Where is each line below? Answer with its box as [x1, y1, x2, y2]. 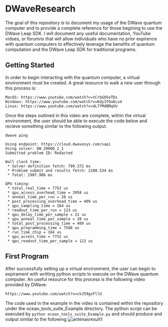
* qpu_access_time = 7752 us [7, 234, 69, 239]
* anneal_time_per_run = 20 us [7, 194, 73, 199]
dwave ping [5, 133, 28, 138]
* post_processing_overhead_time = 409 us [7, 199, 98, 204]
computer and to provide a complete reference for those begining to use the [5, 25, 163, 31]
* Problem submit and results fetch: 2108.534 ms [7, 168, 113, 173]
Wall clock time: [5, 159, 42, 164]
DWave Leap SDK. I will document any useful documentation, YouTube [5, 30, 151, 36]
